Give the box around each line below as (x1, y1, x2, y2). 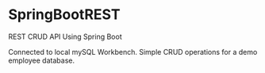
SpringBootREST (8, 6, 121, 24)
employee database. (8, 56, 75, 65)
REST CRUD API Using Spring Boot (8, 32, 122, 41)
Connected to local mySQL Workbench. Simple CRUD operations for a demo (8, 47, 258, 56)
